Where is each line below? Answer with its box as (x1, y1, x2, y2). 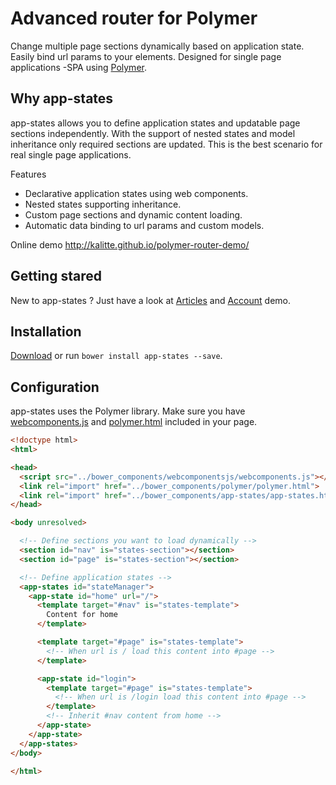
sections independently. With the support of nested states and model (10, 127, 296, 139)
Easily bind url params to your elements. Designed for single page (10, 50, 282, 62)
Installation (10, 323, 82, 340)
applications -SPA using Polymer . (10, 61, 147, 73)
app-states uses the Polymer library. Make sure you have (10, 405, 246, 417)
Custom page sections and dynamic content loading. (24, 208, 243, 221)
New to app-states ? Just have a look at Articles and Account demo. (10, 294, 292, 306)
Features (10, 168, 47, 180)
